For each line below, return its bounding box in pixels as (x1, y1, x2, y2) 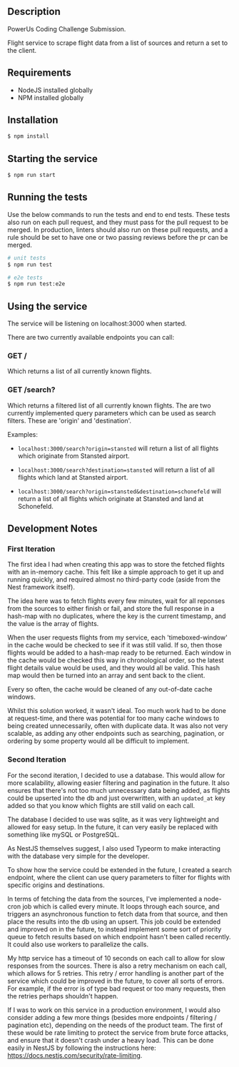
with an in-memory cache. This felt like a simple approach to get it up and (7, 567, 224, 577)
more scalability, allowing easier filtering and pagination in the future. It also (7, 778, 230, 787)
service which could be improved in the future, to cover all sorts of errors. (7, 976, 225, 985)
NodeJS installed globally (17, 86, 93, 94)
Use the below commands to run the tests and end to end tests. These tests (7, 210, 230, 218)
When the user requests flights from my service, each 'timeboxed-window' (7, 633, 228, 642)
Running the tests (7, 191, 88, 203)
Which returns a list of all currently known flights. (7, 367, 152, 375)
